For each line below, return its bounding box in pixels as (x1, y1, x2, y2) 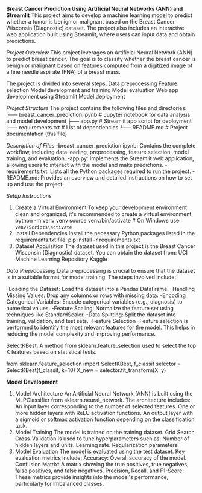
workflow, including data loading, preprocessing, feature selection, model (6, 148, 189, 155)
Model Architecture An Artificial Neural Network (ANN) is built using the (14, 390, 193, 397)
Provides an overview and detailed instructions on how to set (40, 174, 192, 181)
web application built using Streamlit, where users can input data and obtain (6, 31, 195, 38)
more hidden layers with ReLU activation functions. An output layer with (14, 410, 194, 416)
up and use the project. (6, 181, 65, 188)
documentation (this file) (6, 130, 68, 137)
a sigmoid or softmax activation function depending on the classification (14, 416, 195, 423)
